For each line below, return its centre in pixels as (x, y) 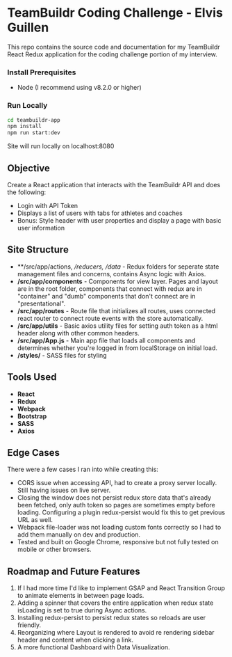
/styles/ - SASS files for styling (62, 355)
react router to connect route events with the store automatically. (110, 318)
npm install (24, 127)
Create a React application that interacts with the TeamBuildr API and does (114, 184)
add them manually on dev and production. (79, 535)
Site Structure (38, 250)
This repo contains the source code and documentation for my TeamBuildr (114, 47)
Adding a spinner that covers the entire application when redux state (115, 603)
